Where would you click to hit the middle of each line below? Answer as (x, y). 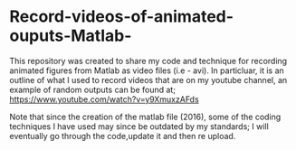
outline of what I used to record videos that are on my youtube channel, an (148, 80)
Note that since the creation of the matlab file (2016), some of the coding (145, 117)
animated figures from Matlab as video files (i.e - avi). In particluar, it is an (147, 70)
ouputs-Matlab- (71, 36)
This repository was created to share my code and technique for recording (148, 61)
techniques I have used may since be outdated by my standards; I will (139, 126)
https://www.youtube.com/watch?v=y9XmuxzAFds (104, 99)
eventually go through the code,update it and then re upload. (123, 136)
